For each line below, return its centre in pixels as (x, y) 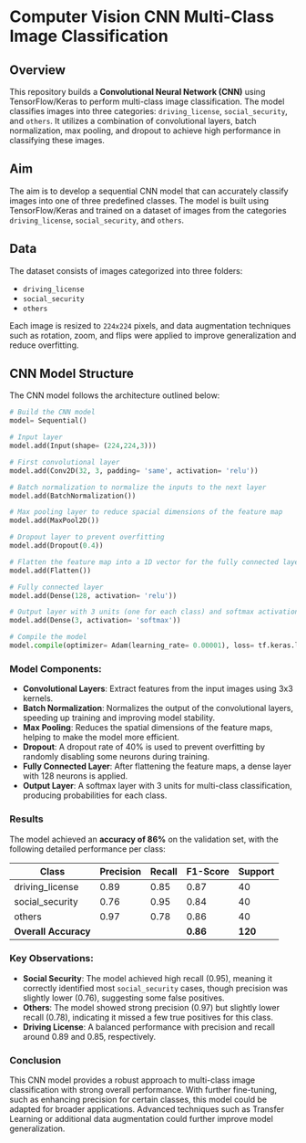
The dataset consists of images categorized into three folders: (126, 270)
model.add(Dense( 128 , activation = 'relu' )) (93, 595)
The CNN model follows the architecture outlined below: (115, 395)
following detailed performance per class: (87, 849)
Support (256, 871)
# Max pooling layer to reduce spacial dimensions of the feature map (146, 512)
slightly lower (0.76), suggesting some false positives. (123, 998)
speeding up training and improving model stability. (119, 718)
